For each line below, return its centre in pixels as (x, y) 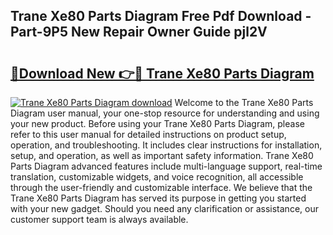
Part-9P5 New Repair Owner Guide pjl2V (139, 32)
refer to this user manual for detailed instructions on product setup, (148, 134)
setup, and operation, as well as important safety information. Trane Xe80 (162, 155)
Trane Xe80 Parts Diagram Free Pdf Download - (161, 16)
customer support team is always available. (99, 219)
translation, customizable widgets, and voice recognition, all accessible (157, 177)
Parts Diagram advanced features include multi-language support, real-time (166, 166)
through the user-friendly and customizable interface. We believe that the (161, 187)
